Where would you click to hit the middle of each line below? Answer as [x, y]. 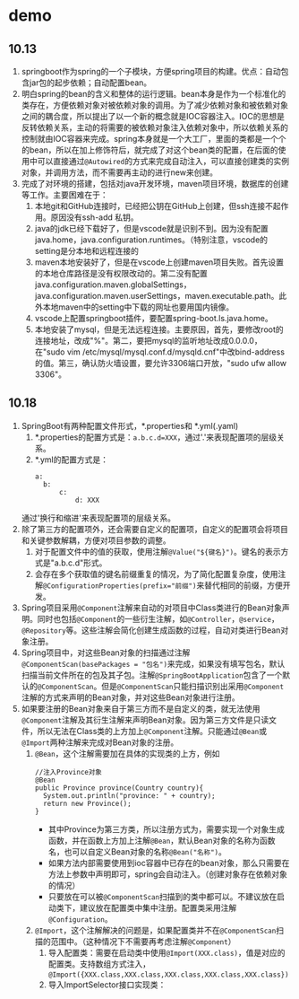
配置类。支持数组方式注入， [99, 964]
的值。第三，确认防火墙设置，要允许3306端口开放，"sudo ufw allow [161, 363]
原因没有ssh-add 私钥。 [95, 217]
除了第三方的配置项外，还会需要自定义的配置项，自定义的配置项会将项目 [154, 529]
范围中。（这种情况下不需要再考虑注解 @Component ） [143, 941]
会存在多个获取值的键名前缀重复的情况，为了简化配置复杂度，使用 [156, 574]
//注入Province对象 [68, 772]
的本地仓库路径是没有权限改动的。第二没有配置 [121, 273]
